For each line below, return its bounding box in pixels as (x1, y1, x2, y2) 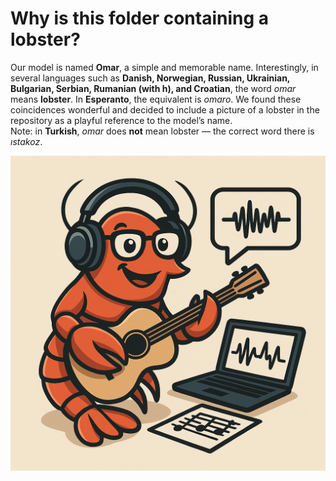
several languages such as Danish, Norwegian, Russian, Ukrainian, (10, 72, 291, 84)
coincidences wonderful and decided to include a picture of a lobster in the (10, 103, 320, 116)
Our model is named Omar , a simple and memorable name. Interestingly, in (10, 61, 319, 73)
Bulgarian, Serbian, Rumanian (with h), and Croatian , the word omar (10, 82, 297, 94)
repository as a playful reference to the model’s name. (10, 114, 233, 126)
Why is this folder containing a (10, 7, 270, 30)
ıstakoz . (10, 135, 43, 147)
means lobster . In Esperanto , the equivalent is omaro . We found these (10, 93, 302, 105)
